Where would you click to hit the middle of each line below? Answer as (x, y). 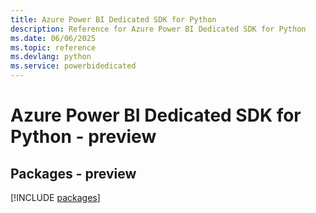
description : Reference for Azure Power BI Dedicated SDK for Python (158, 29)
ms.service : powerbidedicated (73, 66)
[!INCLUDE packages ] (55, 197)
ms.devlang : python (51, 57)
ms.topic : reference (53, 47)
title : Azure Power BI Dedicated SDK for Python (113, 19)
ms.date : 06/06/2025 (53, 38)
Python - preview (83, 137)
